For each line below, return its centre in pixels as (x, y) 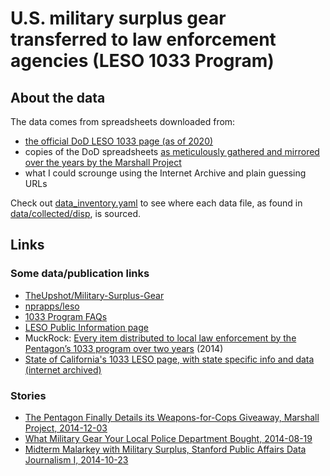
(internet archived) (63, 369)
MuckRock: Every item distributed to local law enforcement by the (160, 338)
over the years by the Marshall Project (103, 162)
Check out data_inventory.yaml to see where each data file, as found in (156, 203)
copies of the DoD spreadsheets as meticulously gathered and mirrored (172, 151)
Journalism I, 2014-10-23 (76, 459)
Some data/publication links (80, 274)
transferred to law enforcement (143, 39)
